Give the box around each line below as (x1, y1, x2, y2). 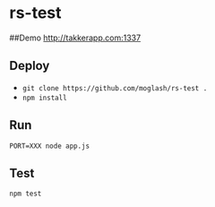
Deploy (9, 58, 50, 73)
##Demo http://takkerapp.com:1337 (9, 32, 142, 43)
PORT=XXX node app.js (9, 142, 90, 151)
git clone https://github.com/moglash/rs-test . (21, 83, 208, 92)
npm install (21, 93, 67, 102)
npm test (9, 189, 42, 199)
